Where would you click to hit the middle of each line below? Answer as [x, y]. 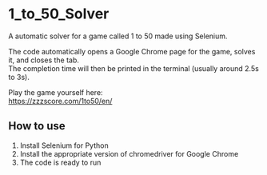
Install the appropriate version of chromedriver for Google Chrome [129, 153]
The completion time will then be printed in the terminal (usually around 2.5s [134, 68]
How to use [37, 126]
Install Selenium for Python [64, 145]
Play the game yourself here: [56, 92]
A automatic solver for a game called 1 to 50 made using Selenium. [118, 36]
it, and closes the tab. [44, 60]
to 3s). [19, 77]
